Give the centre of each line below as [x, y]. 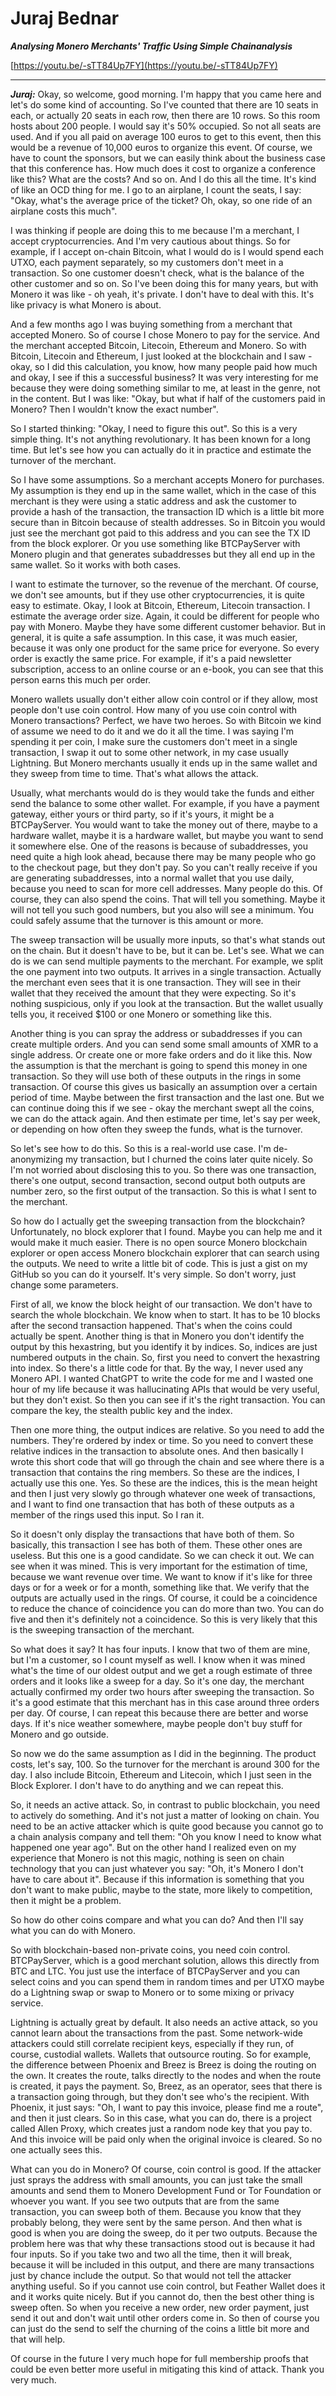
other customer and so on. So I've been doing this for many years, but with [164, 283]
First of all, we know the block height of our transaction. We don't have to [161, 1304]
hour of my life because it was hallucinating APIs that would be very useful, [165, 1389]
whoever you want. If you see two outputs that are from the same [145, 2201]
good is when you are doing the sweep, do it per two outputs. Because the [164, 2233]
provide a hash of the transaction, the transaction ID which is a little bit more [167, 511]
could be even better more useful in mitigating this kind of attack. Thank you [167, 2369]
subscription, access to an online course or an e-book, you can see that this [167, 669]
